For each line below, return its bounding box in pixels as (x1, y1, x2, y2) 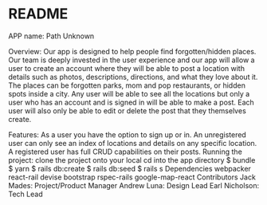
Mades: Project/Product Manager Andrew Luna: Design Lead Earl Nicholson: (8, 180, 260, 190)
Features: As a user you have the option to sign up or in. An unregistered (8, 129, 247, 140)
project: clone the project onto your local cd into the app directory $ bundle (8, 155, 256, 164)
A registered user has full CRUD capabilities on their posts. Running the (8, 147, 243, 156)
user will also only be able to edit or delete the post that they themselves (8, 105, 247, 116)
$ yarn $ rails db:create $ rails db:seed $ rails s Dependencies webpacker (8, 164, 251, 173)
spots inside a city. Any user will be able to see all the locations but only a (8, 89, 250, 98)
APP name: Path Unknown (8, 31, 95, 41)
